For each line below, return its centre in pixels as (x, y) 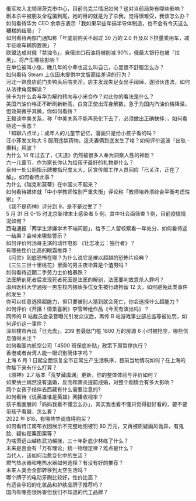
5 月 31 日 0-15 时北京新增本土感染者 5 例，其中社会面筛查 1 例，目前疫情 (94, 214)
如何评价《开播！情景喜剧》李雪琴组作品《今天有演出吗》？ (78, 309)
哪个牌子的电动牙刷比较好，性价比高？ (52, 477)
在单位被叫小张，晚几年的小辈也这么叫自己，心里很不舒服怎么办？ (85, 67)
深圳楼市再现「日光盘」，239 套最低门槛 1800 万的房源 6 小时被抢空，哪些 (95, 331)
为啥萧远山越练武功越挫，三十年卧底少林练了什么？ (67, 441)
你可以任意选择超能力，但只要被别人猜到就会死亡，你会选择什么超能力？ (93, 301)
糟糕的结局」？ (24, 30)
